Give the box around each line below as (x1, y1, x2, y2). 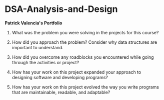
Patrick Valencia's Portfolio (4, 20, 62, 26)
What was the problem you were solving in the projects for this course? (11, 29, 159, 35)
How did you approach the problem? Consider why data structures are (11, 39, 157, 45)
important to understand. (11, 44, 63, 50)
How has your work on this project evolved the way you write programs (11, 84, 159, 90)
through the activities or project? (11, 59, 79, 65)
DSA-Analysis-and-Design (4, 3, 118, 15)
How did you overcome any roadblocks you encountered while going (11, 54, 154, 60)
